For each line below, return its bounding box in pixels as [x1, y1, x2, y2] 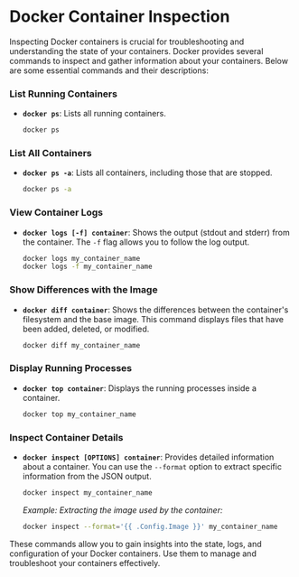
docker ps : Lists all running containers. [22, 108, 167, 119]
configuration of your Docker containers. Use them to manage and [9, 548, 257, 559]
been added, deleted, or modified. [22, 323, 150, 334]
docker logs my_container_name [22, 254, 141, 263]
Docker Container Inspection [9, 6, 230, 27]
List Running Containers [9, 88, 117, 100]
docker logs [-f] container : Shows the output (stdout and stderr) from [22, 227, 291, 237]
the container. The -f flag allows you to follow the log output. [22, 237, 250, 247]
